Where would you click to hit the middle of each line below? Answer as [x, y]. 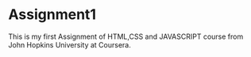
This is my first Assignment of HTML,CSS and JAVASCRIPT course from [126, 36]
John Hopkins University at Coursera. [70, 44]
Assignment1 [52, 15]
